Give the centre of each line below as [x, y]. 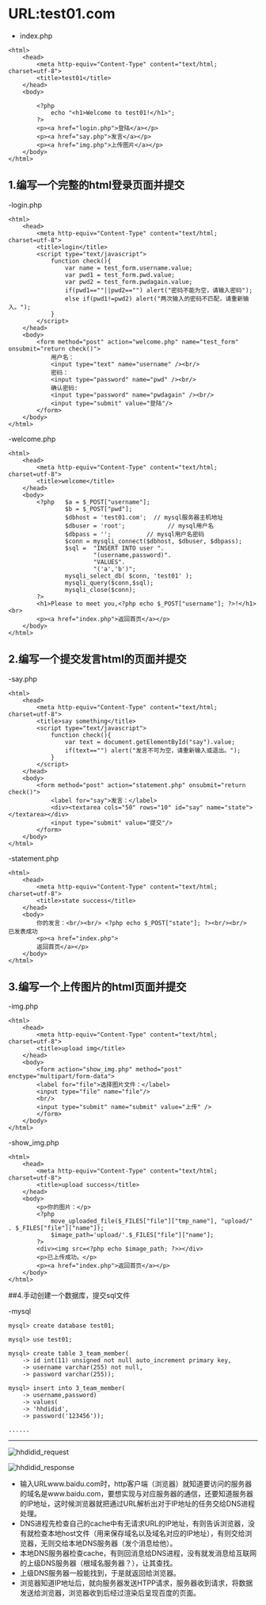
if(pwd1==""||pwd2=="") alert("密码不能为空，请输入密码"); [159, 290]
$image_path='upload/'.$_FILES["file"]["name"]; [132, 1235]
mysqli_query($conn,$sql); [109, 583]
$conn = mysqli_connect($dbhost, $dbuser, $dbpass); [154, 541]
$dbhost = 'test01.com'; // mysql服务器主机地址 [144, 517]
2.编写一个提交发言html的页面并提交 [97, 659]
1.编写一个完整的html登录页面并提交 [96, 185]
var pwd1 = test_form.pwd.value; [120, 275]
